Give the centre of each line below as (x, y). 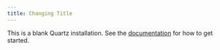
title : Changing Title (40, 13)
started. (18, 40)
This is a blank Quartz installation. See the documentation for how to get (110, 33)
